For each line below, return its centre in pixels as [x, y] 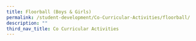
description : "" [27, 23]
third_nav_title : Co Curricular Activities [63, 29]
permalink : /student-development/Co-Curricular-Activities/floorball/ [98, 17]
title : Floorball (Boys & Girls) [49, 12]
